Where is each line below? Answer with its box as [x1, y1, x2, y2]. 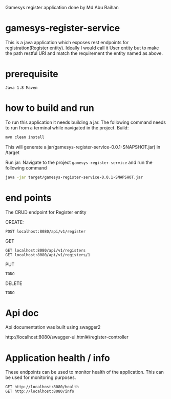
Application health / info [5, 352, 110, 364]
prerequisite [5, 68, 59, 80]
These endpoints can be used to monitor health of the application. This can [5, 369, 164, 375]
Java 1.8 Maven [5, 85, 38, 90]
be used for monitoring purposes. [5, 374, 76, 381]
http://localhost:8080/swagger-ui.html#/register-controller [5, 334, 129, 340]
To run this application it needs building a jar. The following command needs [5, 119, 166, 125]
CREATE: [5, 219, 24, 225]
